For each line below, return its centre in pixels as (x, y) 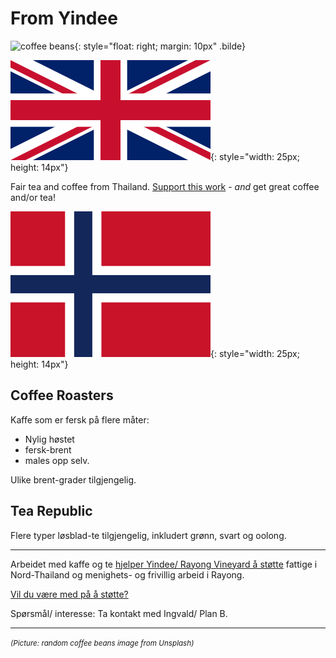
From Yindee (64, 18)
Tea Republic (51, 511)
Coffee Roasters (62, 395)
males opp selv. (57, 460)
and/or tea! (33, 197)
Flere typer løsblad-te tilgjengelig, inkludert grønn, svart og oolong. (148, 535)
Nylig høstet (49, 439)
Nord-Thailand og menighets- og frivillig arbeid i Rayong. (127, 574)
